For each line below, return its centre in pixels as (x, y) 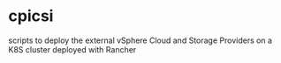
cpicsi (31, 16)
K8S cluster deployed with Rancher (72, 49)
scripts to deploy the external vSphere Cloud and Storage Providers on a (140, 40)
